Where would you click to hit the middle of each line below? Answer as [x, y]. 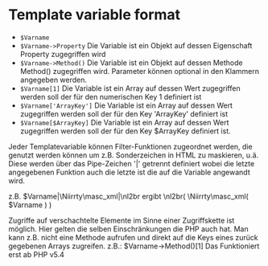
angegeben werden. [53, 80]
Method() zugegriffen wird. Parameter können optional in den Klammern [140, 71]
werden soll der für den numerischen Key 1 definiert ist [111, 96]
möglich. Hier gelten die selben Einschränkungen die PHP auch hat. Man [128, 229]
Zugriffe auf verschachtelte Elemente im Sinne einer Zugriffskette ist [122, 220]
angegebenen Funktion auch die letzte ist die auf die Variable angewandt [130, 172]
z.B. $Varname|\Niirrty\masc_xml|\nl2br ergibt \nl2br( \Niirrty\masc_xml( [129, 196]
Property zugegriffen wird [63, 54]
